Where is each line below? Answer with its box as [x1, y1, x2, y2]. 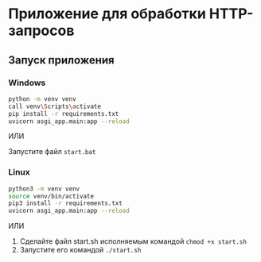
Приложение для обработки [8, 5, 207, 23]
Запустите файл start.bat [8, 147, 96, 156]
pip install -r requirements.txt [8, 110, 119, 118]
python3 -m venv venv [8, 184, 80, 193]
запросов [8, 21, 75, 40]
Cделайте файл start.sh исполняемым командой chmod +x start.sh [19, 237, 247, 246]
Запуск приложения [8, 53, 115, 67]
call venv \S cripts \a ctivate [8, 102, 102, 110]
